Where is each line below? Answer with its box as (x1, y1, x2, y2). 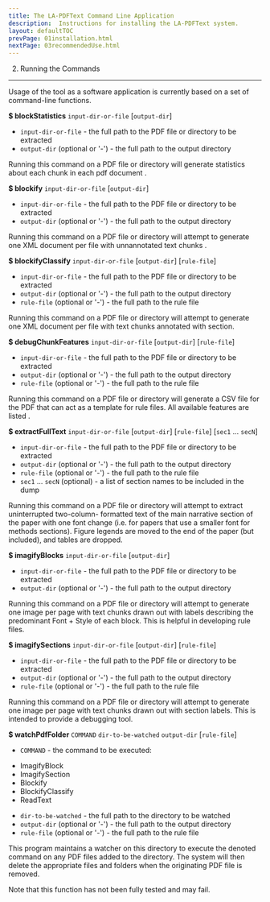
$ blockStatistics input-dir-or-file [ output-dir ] (8, 111, 173, 121)
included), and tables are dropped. (8, 535, 123, 544)
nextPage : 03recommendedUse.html (8, 42, 121, 50)
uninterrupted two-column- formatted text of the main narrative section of (8, 509, 253, 519)
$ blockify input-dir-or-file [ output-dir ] (8, 184, 149, 193)
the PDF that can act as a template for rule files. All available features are (8, 403, 249, 412)
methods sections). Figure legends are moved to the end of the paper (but (8, 527, 255, 536)
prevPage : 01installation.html (8, 34, 113, 43)
